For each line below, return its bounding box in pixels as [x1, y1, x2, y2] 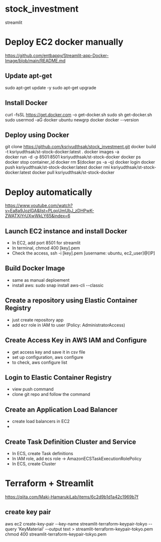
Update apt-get [5, 72, 52, 80]
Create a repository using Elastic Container [5, 296, 138, 305]
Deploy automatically [5, 186, 93, 198]
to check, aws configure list [12, 359, 68, 365]
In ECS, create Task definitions [12, 450, 73, 456]
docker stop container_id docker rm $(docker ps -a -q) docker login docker [5, 159, 156, 165]
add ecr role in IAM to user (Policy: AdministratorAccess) [12, 322, 126, 328]
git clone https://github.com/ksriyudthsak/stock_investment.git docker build [5, 144, 156, 150]
